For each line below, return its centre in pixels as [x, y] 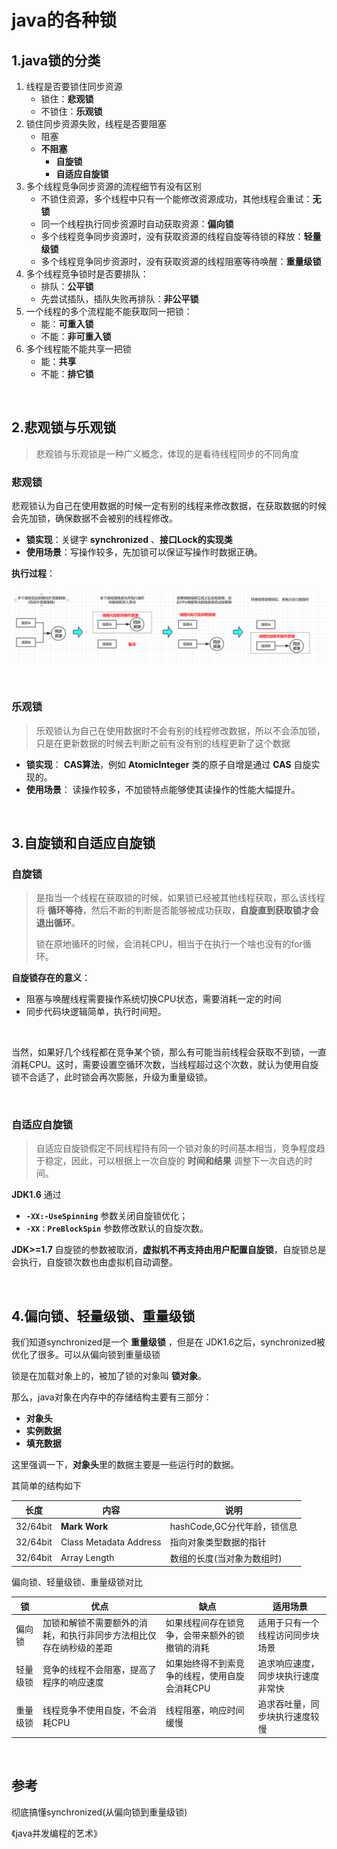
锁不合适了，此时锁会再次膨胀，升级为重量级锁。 [112, 1077]
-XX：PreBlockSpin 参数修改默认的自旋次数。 [117, 1228]
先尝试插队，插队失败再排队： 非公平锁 [119, 299]
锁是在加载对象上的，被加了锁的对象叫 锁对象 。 [109, 1376]
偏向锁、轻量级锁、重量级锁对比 [77, 1582]
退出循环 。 [58, 923]
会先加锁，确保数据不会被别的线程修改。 [94, 518]
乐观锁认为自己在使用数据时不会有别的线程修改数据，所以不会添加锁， [180, 730]
